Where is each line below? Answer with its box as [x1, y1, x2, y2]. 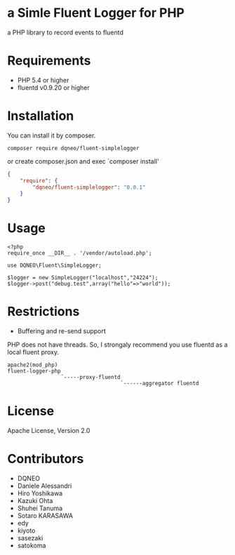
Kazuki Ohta [17, 496, 53, 504]
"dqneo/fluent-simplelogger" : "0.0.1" [32, 184, 146, 191]
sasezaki [17, 533, 43, 542]
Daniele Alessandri [17, 481, 72, 490]
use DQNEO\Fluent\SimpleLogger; [7, 262, 102, 269]
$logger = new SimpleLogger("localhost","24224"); [7, 274, 159, 281]
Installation [7, 108, 74, 124]
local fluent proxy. [7, 348, 60, 356]
